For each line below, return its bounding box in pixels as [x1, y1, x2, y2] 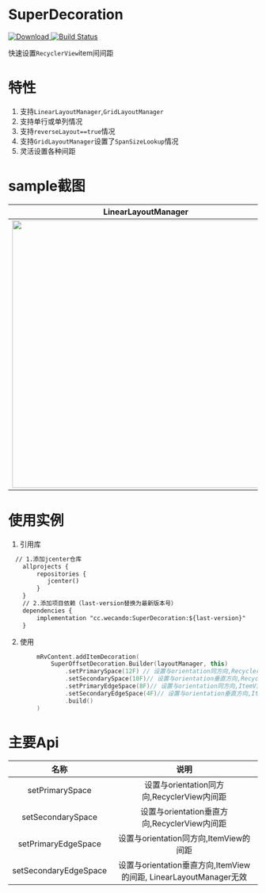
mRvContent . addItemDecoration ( [36, 653, 140, 661]
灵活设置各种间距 [19, 146, 76, 155]
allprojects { [22, 562, 69, 570]
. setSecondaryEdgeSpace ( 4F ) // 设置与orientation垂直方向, [64, 689, 252, 697]
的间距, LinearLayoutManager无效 [121, 872, 248, 883]
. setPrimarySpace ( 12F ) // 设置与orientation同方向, [64, 668, 232, 676]
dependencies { [22, 607, 73, 615]
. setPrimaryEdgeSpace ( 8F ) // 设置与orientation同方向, [64, 682, 239, 690]
